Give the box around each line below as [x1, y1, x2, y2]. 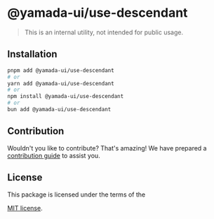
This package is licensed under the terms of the [7, 190, 146, 199]
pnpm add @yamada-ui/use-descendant [7, 66, 114, 74]
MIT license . [7, 204, 44, 212]
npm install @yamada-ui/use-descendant [7, 93, 124, 100]
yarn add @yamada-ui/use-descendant [7, 80, 114, 87]
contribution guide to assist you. [7, 151, 100, 160]
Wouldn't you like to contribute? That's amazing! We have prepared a [7, 143, 207, 152]
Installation [7, 48, 58, 60]
